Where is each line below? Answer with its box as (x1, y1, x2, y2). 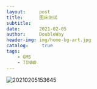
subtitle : (6, 20, 32, 26)
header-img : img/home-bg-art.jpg (6, 37, 92, 43)
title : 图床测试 (6, 15, 58, 21)
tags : (6, 48, 20, 54)
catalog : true (6, 43, 53, 49)
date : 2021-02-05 (6, 25, 67, 32)
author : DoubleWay (6, 31, 64, 38)
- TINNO (17, 59, 37, 65)
